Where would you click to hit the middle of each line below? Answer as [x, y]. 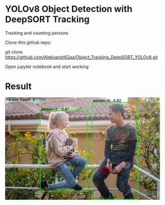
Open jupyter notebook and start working [47, 67]
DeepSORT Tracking [47, 19]
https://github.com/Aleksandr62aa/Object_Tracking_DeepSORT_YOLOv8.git [82, 57]
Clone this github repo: [28, 42]
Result [18, 86]
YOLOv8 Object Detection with [69, 9]
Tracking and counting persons [37, 33]
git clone [14, 52]
